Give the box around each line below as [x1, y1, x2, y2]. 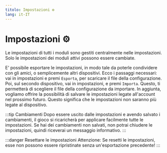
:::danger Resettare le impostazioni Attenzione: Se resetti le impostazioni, [5, 137, 156, 143]
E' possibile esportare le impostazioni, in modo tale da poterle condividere [5, 65, 158, 71]
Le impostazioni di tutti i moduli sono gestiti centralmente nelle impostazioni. [5, 50, 162, 56]
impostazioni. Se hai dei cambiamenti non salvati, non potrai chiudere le [5, 122, 153, 128]
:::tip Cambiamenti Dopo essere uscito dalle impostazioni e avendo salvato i [5, 112, 161, 118]
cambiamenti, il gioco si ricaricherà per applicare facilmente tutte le [5, 117, 144, 123]
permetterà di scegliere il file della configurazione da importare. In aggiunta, [5, 86, 161, 92]
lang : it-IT [5, 12, 30, 17]
